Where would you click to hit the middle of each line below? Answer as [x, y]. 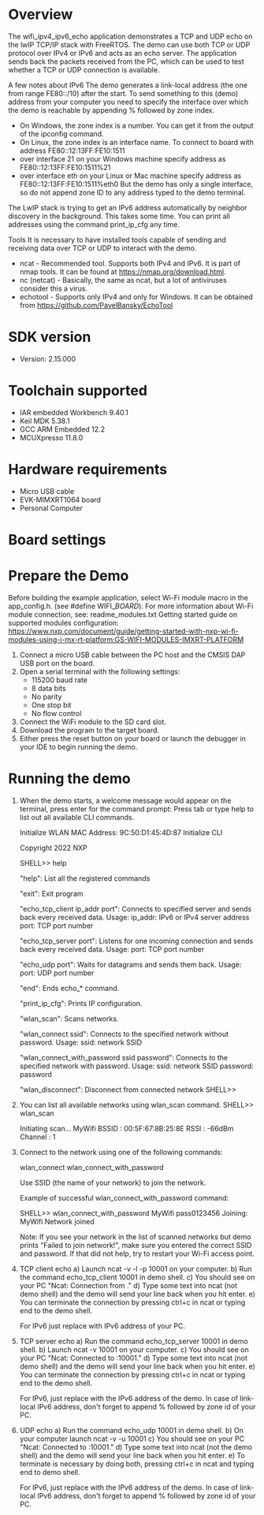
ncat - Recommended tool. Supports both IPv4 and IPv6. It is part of [130, 263]
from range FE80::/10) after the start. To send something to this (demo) [123, 93]
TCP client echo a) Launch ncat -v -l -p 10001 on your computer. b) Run [136, 1268]
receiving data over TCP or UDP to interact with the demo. [102, 248]
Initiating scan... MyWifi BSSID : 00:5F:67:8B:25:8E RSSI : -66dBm [126, 1128]
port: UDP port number [57, 973]
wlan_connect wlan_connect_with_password [91, 1167]
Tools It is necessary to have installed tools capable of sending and [117, 240]
